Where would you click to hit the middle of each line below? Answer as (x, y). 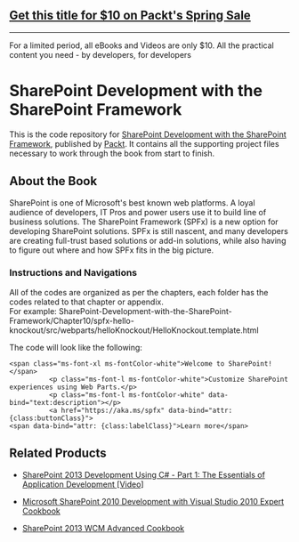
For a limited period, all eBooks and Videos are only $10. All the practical (141, 45)
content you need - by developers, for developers (100, 54)
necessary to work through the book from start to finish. (112, 153)
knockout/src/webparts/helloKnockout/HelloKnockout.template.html (134, 330)
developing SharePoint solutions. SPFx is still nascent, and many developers (149, 231)
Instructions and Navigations (73, 273)
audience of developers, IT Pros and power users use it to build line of (138, 212)
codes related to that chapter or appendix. (87, 302)
